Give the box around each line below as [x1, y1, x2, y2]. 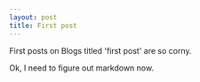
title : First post [9, 21, 77, 30]
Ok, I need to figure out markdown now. [9, 63, 154, 73]
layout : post [9, 12, 58, 22]
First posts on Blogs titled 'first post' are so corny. [9, 45, 193, 56]
